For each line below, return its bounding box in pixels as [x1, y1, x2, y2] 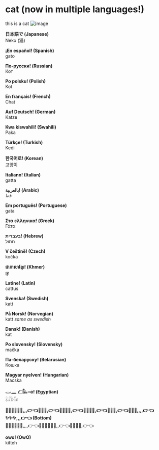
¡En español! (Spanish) [5, 47, 54, 54]
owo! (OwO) [5, 434, 31, 440]
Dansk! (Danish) [5, 326, 40, 332]
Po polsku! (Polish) [5, 78, 46, 84]
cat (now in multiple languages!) [5, 4, 145, 15]
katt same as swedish [5, 316, 51, 322]
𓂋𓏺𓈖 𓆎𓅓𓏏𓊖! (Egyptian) [5, 388, 58, 394]
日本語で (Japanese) [5, 31, 49, 37]
